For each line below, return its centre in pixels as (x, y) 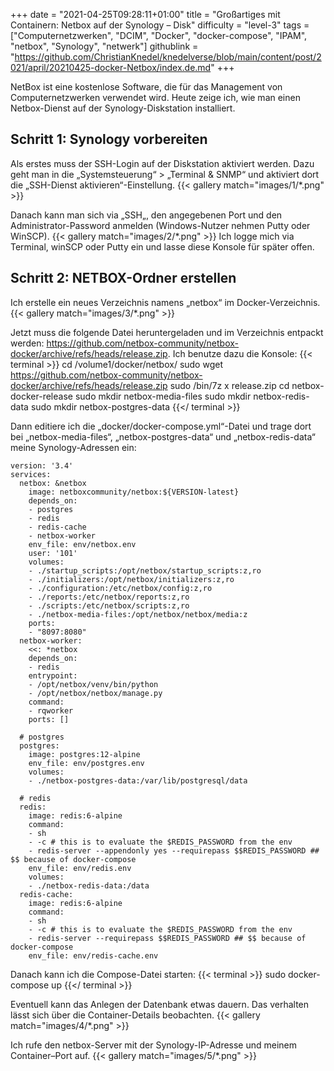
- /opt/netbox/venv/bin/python (93, 684)
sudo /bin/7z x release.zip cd (229, 385)
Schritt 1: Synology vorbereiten (109, 139)
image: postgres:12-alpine (84, 754)
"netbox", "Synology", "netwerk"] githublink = (104, 46)
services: (31, 474)
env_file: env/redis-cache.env (93, 955)
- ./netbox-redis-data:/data (89, 885)
